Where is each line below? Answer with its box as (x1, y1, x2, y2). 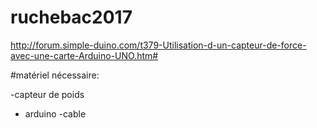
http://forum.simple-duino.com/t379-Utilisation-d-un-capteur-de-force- (10, 39, 307, 51)
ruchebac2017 (10, 6, 133, 29)
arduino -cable (24, 107, 87, 120)
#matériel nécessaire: (10, 69, 100, 81)
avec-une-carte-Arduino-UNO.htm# (10, 49, 159, 61)
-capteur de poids (10, 88, 85, 100)
